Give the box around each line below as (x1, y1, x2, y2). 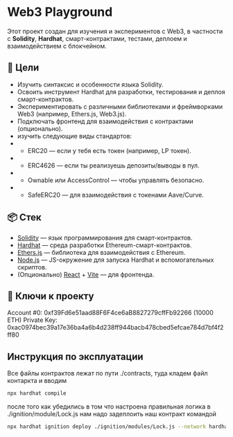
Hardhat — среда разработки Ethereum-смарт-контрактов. (17, 240, 192, 249)
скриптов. (17, 262, 47, 271)
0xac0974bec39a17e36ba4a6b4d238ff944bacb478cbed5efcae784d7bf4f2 (7, 323, 224, 332)
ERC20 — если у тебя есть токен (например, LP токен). (27, 146, 192, 154)
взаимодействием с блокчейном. (7, 42, 107, 50)
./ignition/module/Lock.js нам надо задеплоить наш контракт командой (7, 410, 217, 418)
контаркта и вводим (7, 377, 67, 385)
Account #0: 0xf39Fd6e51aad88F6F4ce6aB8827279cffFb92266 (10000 (7, 309, 214, 317)
